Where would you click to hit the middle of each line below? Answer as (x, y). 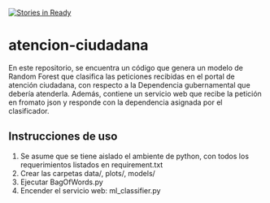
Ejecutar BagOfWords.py (61, 182)
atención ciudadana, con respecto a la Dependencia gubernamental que (129, 84)
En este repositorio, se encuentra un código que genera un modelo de (126, 67)
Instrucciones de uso (63, 137)
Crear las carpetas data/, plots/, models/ (88, 173)
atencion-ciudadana (78, 45)
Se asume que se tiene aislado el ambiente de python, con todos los (135, 156)
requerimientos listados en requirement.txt (91, 164)
